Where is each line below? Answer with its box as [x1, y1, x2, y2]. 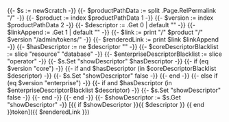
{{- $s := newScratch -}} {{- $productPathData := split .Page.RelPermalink [7, 7, 217, 14]
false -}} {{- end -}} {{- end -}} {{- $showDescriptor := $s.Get [7, 93, 181, 102]
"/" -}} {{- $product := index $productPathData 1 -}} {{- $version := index [7, 14, 214, 22]
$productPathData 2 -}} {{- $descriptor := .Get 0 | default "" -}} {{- [7, 21, 195, 29]
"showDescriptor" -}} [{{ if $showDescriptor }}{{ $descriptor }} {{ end [7, 101, 204, 108]
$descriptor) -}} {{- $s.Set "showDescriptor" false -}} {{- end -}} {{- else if [7, 72, 218, 80]
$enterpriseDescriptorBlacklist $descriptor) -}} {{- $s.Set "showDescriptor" [7, 86, 221, 94]
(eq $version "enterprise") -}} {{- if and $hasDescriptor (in [7, 79, 173, 87]
